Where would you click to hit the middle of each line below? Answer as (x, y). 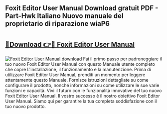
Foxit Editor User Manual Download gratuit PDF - (82, 8)
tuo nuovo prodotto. (26, 106)
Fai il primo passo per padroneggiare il (122, 59)
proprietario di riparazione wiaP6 (57, 24)
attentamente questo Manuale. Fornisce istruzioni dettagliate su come (77, 80)
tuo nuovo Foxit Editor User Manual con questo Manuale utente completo (80, 64)
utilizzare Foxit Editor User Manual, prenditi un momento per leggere (75, 75)
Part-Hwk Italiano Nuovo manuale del (64, 16)
